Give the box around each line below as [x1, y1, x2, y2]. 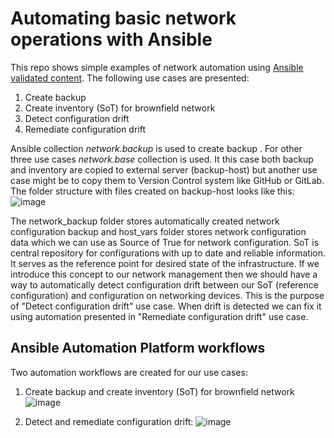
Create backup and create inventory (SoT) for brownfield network [24, 385, 295, 397]
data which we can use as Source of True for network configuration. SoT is [10, 236, 320, 248]
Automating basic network [10, 7, 237, 30]
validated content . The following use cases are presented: [10, 72, 250, 84]
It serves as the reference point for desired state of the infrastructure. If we [10, 257, 320, 269]
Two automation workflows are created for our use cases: [10, 366, 248, 378]
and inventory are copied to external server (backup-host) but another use [10, 163, 318, 176]
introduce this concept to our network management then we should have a [10, 268, 318, 280]
